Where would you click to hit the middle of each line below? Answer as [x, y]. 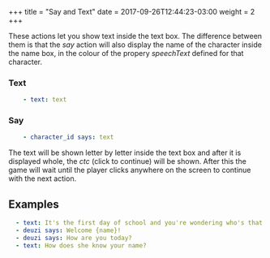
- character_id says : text [69, 137]
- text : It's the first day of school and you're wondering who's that [139, 223]
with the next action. [43, 178]
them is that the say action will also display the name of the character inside [135, 45]
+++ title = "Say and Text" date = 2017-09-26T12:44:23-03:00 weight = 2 [132, 12]
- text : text [45, 100]
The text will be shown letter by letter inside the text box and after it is [125, 153]
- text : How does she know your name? [81, 245]
